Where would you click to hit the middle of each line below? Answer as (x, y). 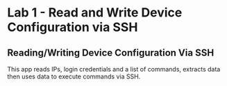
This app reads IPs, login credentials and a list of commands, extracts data (114, 69)
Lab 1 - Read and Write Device (95, 13)
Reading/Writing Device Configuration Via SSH (111, 53)
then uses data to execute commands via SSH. (74, 76)
